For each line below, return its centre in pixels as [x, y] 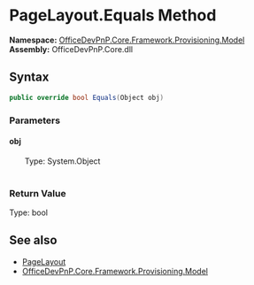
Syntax [29, 77]
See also [33, 240]
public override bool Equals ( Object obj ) [87, 97]
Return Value [38, 193]
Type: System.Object [63, 161]
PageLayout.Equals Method [113, 15]
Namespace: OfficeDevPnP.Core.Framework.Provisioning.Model [127, 40]
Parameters [35, 120]
